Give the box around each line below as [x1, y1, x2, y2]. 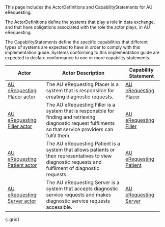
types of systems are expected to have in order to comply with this [5, 44, 140, 50]
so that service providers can [46, 126, 114, 133]
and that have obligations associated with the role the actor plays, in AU [5, 24, 150, 30]
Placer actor [7, 93, 36, 100]
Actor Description [62, 70, 105, 76]
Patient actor [7, 162, 37, 168]
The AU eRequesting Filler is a [46, 101, 115, 108]
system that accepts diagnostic [46, 185, 118, 192]
